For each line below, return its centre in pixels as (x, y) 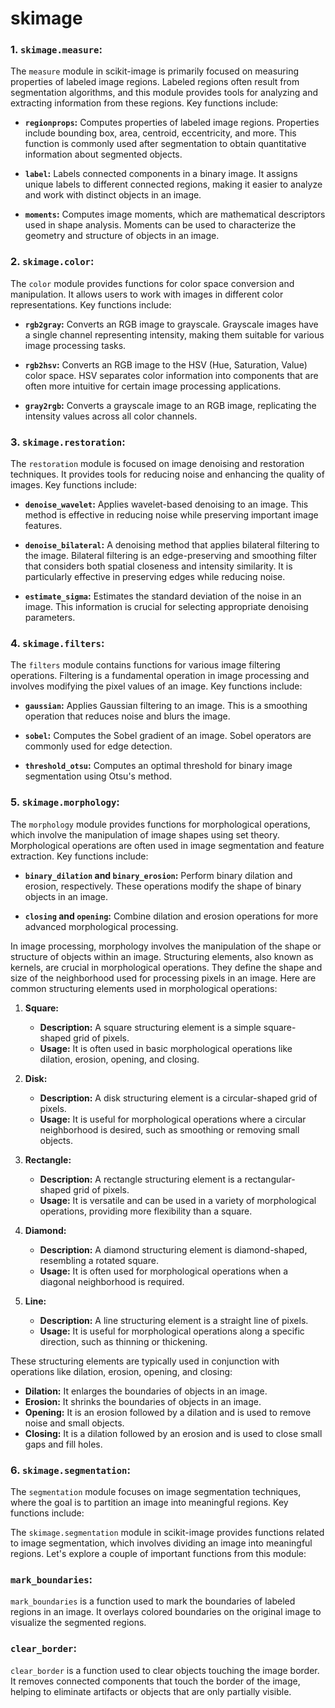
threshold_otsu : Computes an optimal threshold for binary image (158, 766)
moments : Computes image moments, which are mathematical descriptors (175, 214)
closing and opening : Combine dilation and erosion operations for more (171, 916)
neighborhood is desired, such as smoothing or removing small (169, 1129)
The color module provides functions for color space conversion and (152, 283)
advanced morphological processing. (101, 926)
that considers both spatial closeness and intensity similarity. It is (158, 566)
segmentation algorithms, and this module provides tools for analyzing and (164, 93)
